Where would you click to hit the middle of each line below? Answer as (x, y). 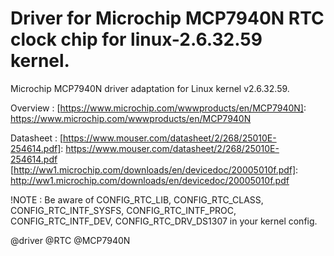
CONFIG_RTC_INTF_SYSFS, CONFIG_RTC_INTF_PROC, (123, 210)
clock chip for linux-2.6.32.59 (136, 39)
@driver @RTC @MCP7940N (70, 240)
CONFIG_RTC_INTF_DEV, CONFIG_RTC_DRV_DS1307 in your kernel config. (164, 221)
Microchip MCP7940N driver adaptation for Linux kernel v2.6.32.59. (150, 88)
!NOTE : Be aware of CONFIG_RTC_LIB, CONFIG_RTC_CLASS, (137, 199)
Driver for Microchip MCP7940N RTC (167, 18)
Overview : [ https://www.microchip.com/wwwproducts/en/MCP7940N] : (158, 108)
